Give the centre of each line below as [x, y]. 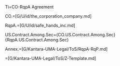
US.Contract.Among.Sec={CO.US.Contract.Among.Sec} [60, 35]
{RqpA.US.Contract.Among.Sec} [37, 40]
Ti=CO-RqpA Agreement [29, 7]
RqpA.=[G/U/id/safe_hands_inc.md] [40, 25]
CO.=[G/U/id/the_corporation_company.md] [48, 16]
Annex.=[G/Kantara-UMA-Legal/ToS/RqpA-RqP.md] [56, 49]
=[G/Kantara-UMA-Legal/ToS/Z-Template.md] [51, 58]
